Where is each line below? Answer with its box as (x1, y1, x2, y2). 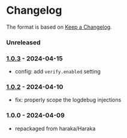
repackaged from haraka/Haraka (14, 125, 96, 132)
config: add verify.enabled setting (14, 68, 101, 75)
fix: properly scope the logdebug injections (14, 96, 122, 103)
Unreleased (6, 38, 41, 47)
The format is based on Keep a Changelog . (6, 23, 112, 30)
